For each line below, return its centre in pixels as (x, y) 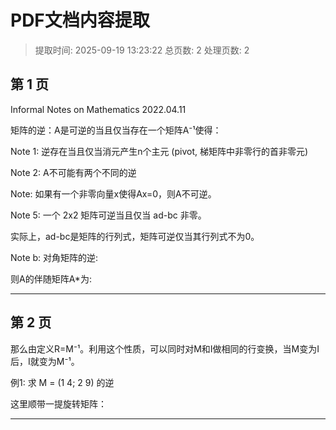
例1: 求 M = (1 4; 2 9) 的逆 (62, 382)
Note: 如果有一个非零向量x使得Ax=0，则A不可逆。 (113, 193)
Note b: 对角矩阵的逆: (54, 257)
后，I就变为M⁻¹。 (45, 361)
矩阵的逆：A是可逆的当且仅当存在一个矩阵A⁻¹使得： (116, 130)
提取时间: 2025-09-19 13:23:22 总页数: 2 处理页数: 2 (142, 50)
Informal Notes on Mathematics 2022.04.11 (98, 109)
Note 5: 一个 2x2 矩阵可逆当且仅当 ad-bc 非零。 (108, 215)
